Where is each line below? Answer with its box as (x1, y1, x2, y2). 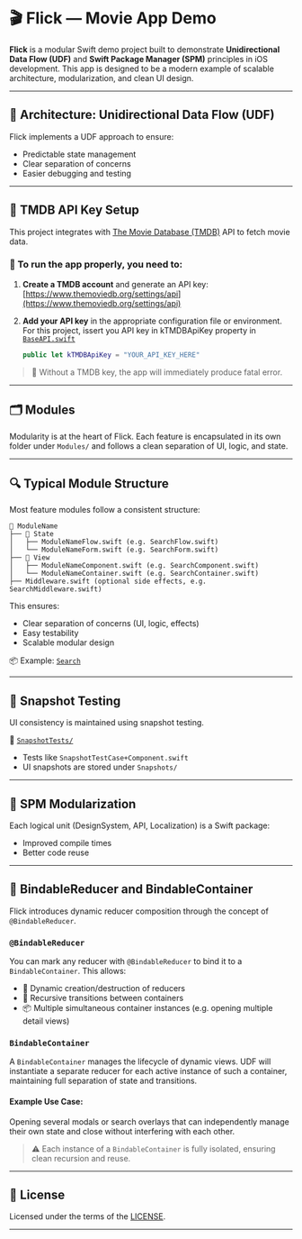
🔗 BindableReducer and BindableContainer (9, 881, 253, 897)
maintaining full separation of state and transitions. (9, 1075, 198, 1087)
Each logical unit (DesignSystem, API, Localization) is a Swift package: (9, 820, 271, 831)
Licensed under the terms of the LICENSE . (9, 1211, 166, 1222)
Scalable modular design (22, 637, 115, 648)
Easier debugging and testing (22, 168, 132, 178)
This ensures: (9, 601, 60, 612)
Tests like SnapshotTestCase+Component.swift (22, 752, 189, 763)
